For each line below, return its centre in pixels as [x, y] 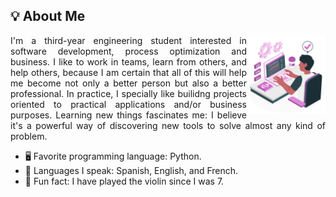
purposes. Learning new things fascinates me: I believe [128, 115]
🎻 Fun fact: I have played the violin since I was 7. [124, 181]
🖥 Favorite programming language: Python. [113, 156]
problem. [29, 136]
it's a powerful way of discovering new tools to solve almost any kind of [168, 125]
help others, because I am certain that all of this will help [128, 72]
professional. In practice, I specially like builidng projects [128, 93]
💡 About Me [48, 16]
